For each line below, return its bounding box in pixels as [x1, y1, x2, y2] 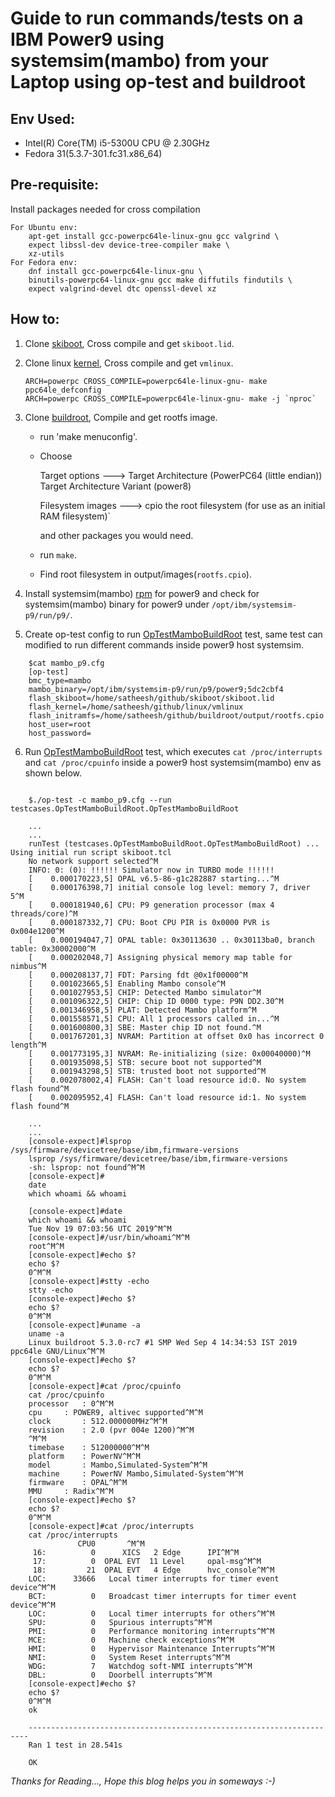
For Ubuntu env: [10, 222, 78, 232]
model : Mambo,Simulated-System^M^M [28, 1460, 208, 1470]
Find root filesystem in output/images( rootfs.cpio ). [39, 568, 252, 580]
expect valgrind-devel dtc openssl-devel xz [28, 283, 217, 294]
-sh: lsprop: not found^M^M [28, 1162, 145, 1172]
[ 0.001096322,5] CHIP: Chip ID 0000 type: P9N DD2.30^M [28, 996, 284, 1006]
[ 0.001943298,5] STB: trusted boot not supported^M [28, 1066, 267, 1076]
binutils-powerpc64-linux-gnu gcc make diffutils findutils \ [28, 275, 293, 285]
